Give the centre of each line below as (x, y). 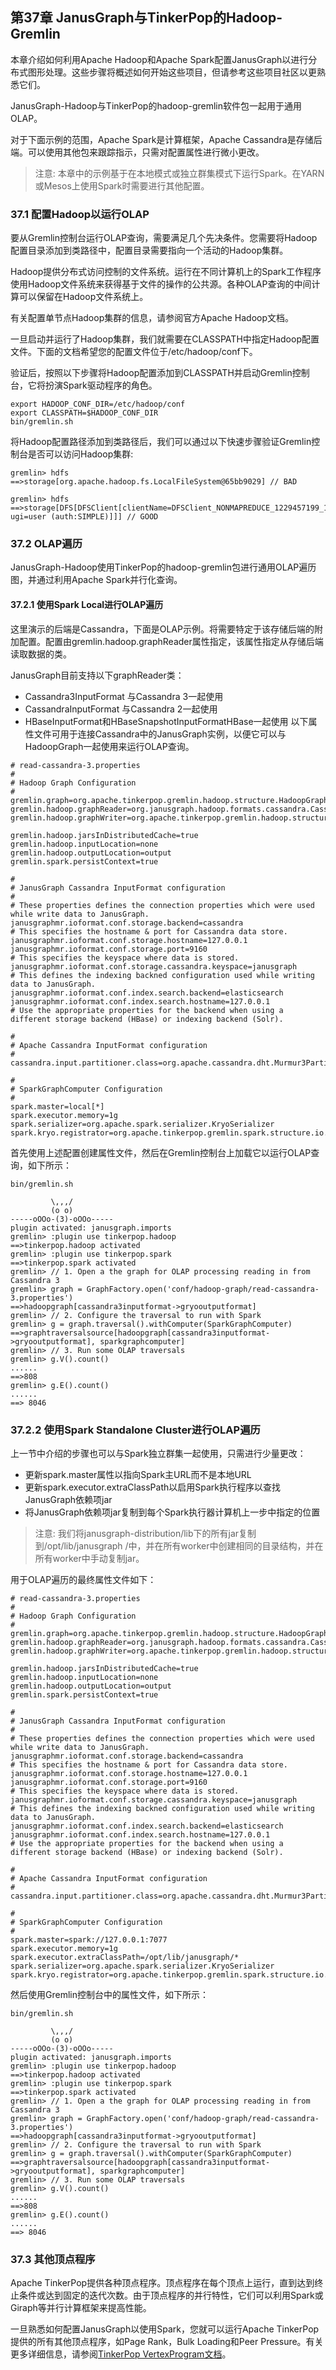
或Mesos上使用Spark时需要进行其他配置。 (122, 185)
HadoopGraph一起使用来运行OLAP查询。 (109, 746)
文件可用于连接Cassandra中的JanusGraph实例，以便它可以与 (160, 734)
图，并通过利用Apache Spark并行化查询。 (96, 580)
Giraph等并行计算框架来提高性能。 (81, 2308)
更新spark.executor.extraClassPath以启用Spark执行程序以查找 (152, 1487)
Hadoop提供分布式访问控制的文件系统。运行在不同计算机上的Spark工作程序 (166, 272)
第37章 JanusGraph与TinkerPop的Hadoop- (146, 18)
